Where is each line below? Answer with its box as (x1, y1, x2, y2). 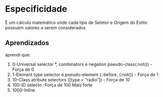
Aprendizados (5, 39, 49, 47)
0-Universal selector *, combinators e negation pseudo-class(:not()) (12, 61, 149, 67)
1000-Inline (12, 87, 35, 93)
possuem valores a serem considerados (5, 24, 86, 30)
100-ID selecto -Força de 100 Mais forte (12, 82, 93, 88)
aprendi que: (5, 52, 31, 58)
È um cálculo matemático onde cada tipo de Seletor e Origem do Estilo (5, 19, 148, 25)
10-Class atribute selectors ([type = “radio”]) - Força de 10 (12, 77, 130, 82)
